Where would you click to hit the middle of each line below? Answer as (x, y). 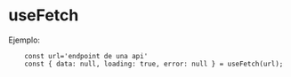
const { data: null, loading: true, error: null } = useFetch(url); (154, 64)
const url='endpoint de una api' (86, 56)
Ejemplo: (24, 40)
